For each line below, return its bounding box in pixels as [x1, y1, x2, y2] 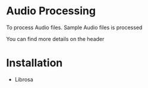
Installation [6, 56, 63, 70]
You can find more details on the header [6, 35, 105, 42]
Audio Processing [6, 4, 96, 18]
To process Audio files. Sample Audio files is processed [6, 24, 143, 31]
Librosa [14, 76, 34, 83]
